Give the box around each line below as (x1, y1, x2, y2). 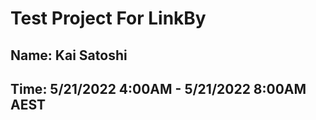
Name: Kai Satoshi (10, 47, 128, 64)
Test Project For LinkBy (10, 7, 207, 30)
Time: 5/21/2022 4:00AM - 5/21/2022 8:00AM (10, 80, 307, 97)
